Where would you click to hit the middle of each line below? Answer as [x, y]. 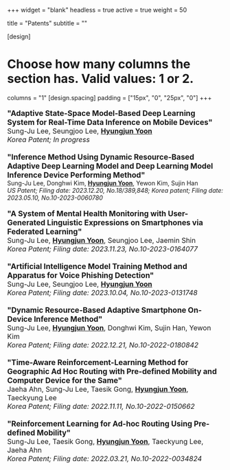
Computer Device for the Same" [65, 380]
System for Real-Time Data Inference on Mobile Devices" [110, 122]
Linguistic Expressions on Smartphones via [125, 222]
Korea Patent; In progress [49, 140]
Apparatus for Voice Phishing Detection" [81, 275]
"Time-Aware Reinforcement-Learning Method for [98, 362]
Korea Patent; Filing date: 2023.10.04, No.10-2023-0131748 [102, 292]
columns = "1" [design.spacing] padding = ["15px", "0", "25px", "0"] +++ [110, 97]
